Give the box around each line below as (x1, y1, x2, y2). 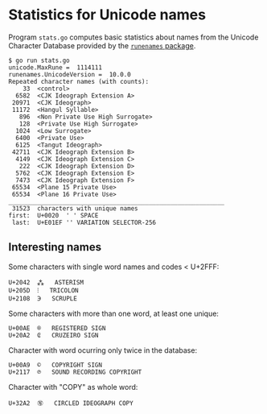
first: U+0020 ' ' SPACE (8, 211, 99, 219)
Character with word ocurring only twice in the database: (8, 345, 198, 355)
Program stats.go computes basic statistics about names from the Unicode (8, 32, 259, 42)
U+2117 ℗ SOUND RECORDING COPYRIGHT (8, 368, 142, 376)
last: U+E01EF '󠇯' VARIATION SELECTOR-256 (11, 218, 157, 226)
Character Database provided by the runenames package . (8, 40, 196, 50)
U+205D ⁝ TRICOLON (8, 286, 79, 295)
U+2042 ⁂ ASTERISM (8, 278, 84, 287)
